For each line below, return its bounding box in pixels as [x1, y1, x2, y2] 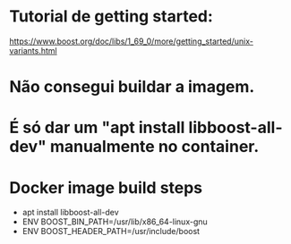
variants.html [9, 45, 57, 55]
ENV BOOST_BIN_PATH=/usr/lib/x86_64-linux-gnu [21, 216, 208, 227]
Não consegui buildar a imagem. [9, 77, 255, 97]
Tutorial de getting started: [9, 6, 213, 27]
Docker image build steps [9, 177, 203, 198]
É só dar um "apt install [9, 118, 185, 138]
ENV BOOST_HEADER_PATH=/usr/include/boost [21, 226, 200, 237]
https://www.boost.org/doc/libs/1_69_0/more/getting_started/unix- [9, 36, 253, 46]
